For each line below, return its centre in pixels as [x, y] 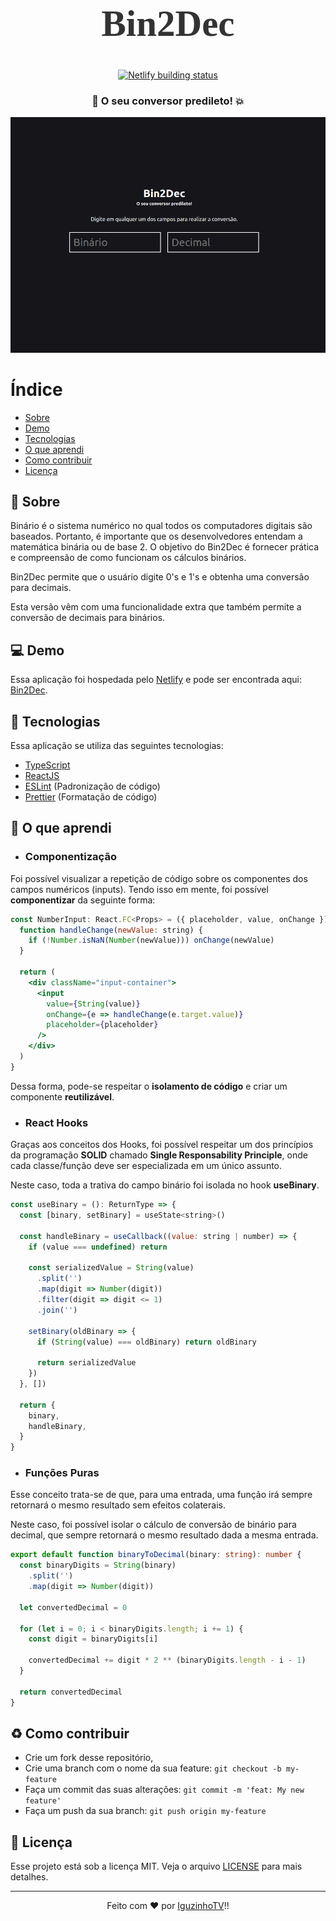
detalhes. [29, 1877]
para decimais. [41, 588]
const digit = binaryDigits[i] [93, 1639]
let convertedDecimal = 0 [73, 1607]
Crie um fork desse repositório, [89, 1758]
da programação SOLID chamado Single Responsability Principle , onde [159, 1155]
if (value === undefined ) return [98, 1247]
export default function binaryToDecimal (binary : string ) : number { [156, 1555]
